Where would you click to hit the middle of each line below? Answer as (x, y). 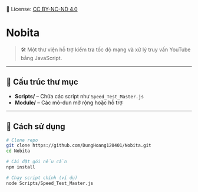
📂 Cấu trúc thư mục (42, 82)
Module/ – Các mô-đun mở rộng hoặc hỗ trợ (68, 102)
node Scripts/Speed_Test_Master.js (50, 183)
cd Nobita (18, 151)
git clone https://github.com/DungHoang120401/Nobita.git (79, 145)
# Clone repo (22, 140)
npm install (21, 167)
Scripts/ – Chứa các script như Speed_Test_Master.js (79, 96)
